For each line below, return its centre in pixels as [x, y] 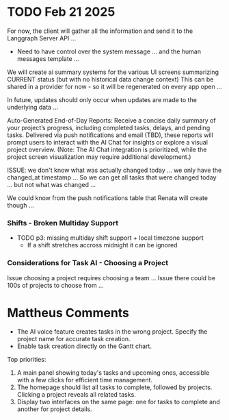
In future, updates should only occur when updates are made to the [102, 99]
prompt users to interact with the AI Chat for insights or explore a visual [108, 142]
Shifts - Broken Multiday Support [63, 223]
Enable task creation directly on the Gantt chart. [84, 346]
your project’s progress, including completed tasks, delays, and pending [109, 127]
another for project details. [54, 409]
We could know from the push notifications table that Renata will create [108, 198]
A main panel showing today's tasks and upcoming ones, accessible [113, 373]
